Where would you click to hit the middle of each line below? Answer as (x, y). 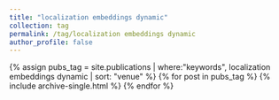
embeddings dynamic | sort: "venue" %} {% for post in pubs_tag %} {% (140, 77)
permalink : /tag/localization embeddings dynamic (103, 34)
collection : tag (39, 26)
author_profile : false (51, 42)
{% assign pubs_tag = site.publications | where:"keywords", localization (140, 67)
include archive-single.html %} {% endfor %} (92, 86)
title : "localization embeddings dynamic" (89, 17)
